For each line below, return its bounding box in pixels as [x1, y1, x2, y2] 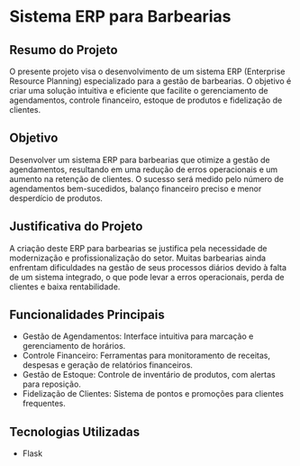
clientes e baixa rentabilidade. [9, 281, 121, 292]
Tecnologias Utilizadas [9, 424, 141, 439]
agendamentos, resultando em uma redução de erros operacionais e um [9, 164, 278, 175]
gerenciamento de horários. [22, 341, 126, 352]
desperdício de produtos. [9, 192, 104, 204]
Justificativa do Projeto [9, 219, 143, 234]
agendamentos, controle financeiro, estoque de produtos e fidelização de [9, 95, 283, 105]
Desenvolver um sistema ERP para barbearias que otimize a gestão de [9, 154, 270, 165]
